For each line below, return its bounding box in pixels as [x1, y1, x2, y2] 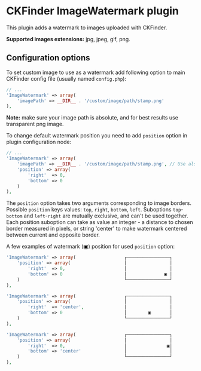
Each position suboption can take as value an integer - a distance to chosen [6, 219, 193, 226]
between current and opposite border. [6, 231, 100, 238]
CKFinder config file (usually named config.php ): [6, 75, 127, 82]
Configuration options [6, 53, 91, 63]
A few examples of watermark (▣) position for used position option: [6, 243, 175, 250]
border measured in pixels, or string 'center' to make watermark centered [6, 225, 187, 232]
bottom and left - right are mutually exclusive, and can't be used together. [6, 212, 188, 219]
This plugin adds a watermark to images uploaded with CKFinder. [6, 24, 167, 31]
